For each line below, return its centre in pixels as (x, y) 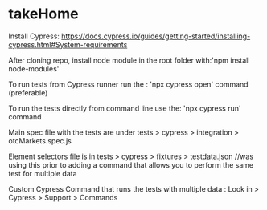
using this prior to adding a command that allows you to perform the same (131, 164)
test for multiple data (43, 173)
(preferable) (28, 92)
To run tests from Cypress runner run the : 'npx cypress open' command (128, 84)
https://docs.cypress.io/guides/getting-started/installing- (156, 36)
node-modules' (34, 68)
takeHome (43, 14)
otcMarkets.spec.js (40, 140)
